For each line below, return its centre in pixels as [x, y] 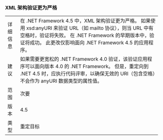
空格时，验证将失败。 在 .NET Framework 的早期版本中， [85, 35]
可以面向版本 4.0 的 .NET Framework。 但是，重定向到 [87, 67]
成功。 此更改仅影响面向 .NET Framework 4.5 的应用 [89, 43]
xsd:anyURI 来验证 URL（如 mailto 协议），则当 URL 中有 [90, 28]
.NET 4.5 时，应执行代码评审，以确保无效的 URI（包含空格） [88, 74]
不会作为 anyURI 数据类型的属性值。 [61, 81]
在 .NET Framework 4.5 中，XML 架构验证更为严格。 [80, 21]
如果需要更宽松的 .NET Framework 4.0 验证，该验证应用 [84, 59]
